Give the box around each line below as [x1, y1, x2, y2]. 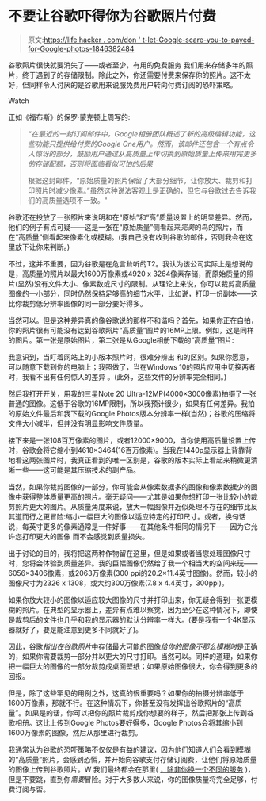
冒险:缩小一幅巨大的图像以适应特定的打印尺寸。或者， [49, 512, 226, 521]
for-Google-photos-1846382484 [27, 44, 135, 53]
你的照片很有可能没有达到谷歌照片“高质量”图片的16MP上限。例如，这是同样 [8, 325, 255, 335]
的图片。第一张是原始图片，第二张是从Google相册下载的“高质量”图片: [8, 335, 234, 345]
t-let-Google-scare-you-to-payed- [142, 35, 255, 44]
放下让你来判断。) [14, 242, 70, 251]
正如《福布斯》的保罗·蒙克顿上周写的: [8, 112, 131, 121]
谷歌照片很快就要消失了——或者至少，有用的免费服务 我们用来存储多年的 [8, 60, 246, 70]
